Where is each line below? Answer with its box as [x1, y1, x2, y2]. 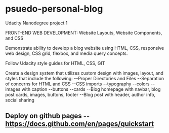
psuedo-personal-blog [5, 3, 103, 15]
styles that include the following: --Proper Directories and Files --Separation [5, 75, 164, 81]
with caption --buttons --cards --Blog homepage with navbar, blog [21, 86, 161, 92]
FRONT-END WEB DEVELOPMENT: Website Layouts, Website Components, [5, 29, 162, 36]
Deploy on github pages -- [5, 112, 90, 120]
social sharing [5, 97, 34, 103]
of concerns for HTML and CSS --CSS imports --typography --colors [5, 81, 150, 87]
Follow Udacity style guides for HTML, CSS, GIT [5, 60, 105, 66]
